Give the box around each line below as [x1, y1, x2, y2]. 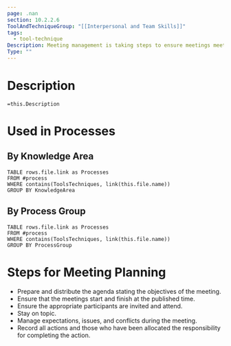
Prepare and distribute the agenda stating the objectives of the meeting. [16, 287, 221, 295]
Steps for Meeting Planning [7, 264, 166, 280]
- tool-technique [13, 36, 63, 43]
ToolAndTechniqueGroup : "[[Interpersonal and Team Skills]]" [7, 23, 186, 30]
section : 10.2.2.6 [7, 16, 60, 23]
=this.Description [7, 100, 60, 107]
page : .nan [7, 10, 38, 17]
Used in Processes [7, 124, 115, 139]
